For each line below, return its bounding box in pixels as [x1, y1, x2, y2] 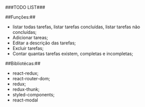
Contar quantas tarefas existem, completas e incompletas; [12, 50, 133, 57]
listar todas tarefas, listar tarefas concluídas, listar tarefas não [12, 24, 140, 30]
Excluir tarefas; [12, 45, 44, 51]
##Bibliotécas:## [5, 61, 41, 66]
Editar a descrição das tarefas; [12, 40, 76, 46]
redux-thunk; [12, 86, 40, 92]
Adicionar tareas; [12, 35, 48, 40]
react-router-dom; [12, 76, 50, 81]
